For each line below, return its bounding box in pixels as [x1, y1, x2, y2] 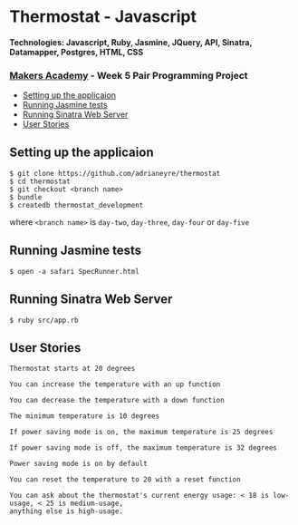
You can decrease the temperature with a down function [9, 396, 225, 405]
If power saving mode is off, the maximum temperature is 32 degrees [9, 443, 278, 452]
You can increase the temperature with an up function [9, 380, 221, 389]
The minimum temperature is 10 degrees [9, 412, 160, 421]
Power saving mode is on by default [9, 460, 148, 469]
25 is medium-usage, [45, 499, 124, 509]
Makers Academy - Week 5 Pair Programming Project [9, 69, 248, 82]
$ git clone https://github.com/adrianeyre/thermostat [9, 169, 221, 178]
